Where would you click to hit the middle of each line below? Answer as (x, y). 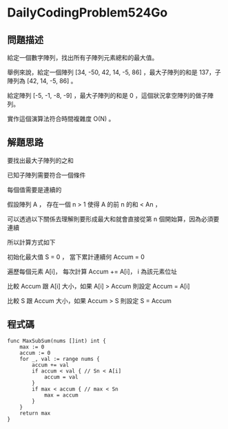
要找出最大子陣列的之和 (40, 160)
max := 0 (32, 347)
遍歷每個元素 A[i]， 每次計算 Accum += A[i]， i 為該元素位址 (92, 271)
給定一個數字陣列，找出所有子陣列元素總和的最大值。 (83, 57)
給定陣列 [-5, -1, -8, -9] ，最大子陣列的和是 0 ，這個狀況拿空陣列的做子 (107, 95)
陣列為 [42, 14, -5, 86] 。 (42, 81)
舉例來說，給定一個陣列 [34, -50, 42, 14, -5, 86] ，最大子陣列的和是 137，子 (114, 72)
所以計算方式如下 (31, 242)
